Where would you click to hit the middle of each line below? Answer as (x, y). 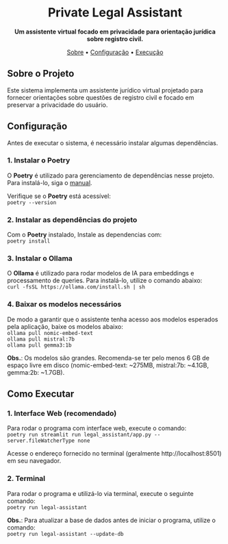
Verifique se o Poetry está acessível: (59, 196)
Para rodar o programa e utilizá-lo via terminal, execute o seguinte (100, 493)
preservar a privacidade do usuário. (58, 105)
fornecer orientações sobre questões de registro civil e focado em (101, 97)
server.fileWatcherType (41, 441)
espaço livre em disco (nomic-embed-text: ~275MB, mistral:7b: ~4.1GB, (108, 365)
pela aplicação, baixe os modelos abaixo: (65, 326)
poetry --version (32, 202)
